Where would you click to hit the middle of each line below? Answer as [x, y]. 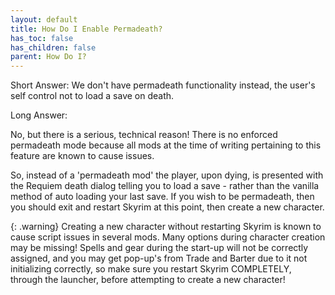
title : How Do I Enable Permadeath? [86, 29]
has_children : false [53, 47]
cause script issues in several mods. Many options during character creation [168, 237]
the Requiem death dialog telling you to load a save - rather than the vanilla [165, 186]
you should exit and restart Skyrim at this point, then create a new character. [167, 207]
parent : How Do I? [48, 57]
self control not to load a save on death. [92, 96]
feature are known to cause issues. [82, 156]
